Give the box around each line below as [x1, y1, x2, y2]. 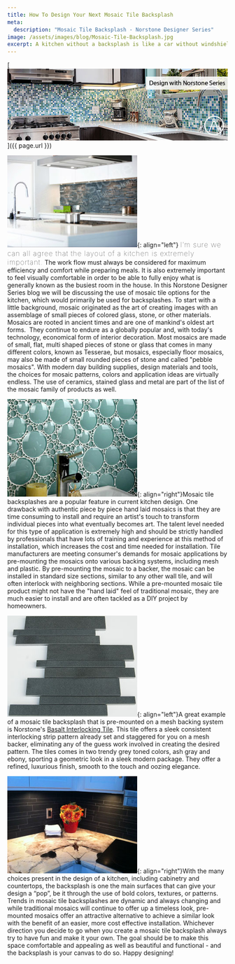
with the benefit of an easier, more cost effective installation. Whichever [7, 918, 215, 927]
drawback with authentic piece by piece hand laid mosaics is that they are [7, 505, 221, 513]
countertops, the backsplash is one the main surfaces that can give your [7, 881, 216, 890]
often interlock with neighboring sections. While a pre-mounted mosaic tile [7, 579, 222, 587]
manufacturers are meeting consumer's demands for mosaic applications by [7, 550, 227, 558]
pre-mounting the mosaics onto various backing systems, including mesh [7, 557, 219, 565]
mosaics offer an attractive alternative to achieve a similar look [34, 911, 215, 920]
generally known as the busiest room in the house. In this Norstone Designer [7, 281, 228, 289]
